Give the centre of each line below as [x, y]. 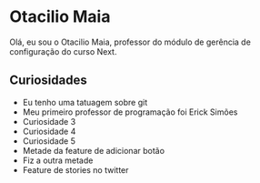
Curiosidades [49, 81]
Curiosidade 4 [49, 131]
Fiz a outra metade [58, 160]
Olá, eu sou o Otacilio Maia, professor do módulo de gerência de [130, 42]
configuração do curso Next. [63, 51]
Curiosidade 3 [49, 121]
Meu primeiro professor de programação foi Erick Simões [130, 112]
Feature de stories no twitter [75, 169]
